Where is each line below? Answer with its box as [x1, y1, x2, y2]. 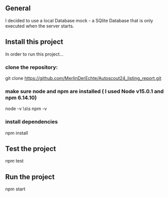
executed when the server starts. [5, 23, 74, 29]
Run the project [5, 172, 55, 181]
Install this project [5, 37, 63, 46]
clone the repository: [5, 63, 58, 70]
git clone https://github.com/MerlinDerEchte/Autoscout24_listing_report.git [5, 75, 162, 81]
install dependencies [5, 119, 58, 126]
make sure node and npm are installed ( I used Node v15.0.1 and [5, 88, 164, 95]
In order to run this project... [5, 51, 64, 57]
